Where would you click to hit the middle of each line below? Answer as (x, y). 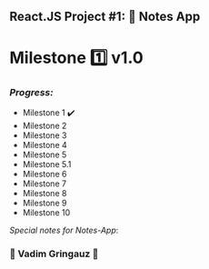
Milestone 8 (45, 193)
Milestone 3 (45, 135)
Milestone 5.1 (47, 164)
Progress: (31, 92)
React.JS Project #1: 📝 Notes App (105, 17)
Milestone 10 (46, 212)
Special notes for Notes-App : (64, 230)
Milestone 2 (45, 125)
